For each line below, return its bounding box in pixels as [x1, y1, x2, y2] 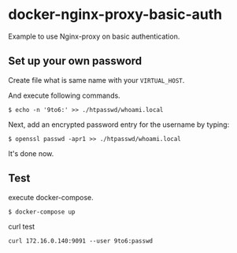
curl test [8, 221, 35, 231]
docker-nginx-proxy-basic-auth [8, 6, 223, 24]
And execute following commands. [8, 91, 120, 100]
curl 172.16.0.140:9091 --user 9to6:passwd [8, 236, 154, 245]
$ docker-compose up [8, 207, 76, 216]
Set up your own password [8, 54, 143, 68]
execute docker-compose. [8, 192, 94, 202]
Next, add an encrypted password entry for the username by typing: [8, 120, 230, 129]
